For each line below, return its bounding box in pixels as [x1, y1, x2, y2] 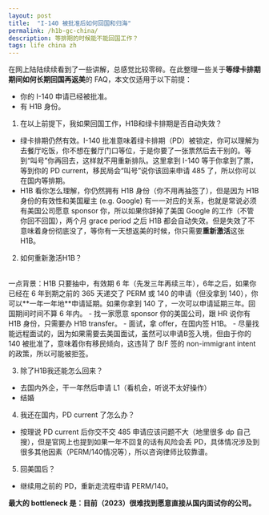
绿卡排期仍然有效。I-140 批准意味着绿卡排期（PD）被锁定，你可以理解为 [19, 136, 259, 145]
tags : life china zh [8, 42, 78, 50]
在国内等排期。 [19, 176, 70, 185]
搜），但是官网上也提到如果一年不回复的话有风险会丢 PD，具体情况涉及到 [19, 437, 260, 447]
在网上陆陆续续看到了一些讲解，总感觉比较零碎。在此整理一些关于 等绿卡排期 [8, 65, 261, 75]
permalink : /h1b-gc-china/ [8, 26, 98, 34]
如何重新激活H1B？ [19, 253, 82, 263]
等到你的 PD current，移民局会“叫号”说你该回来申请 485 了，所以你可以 [19, 166, 256, 176]
